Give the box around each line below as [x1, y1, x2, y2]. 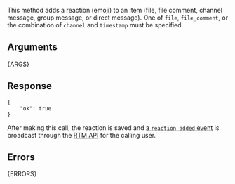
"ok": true [20, 105, 52, 112]
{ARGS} [7, 60, 30, 68]
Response [7, 80, 53, 92]
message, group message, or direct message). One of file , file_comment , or [7, 13, 229, 22]
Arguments [7, 41, 58, 53]
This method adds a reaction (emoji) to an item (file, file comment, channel [7, 6, 223, 14]
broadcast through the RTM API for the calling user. [7, 131, 156, 139]
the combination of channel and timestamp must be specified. [7, 21, 184, 29]
